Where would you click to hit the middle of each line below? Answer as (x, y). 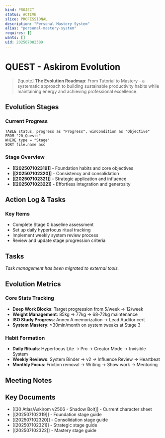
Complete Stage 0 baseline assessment (53, 224)
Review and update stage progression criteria (59, 240)
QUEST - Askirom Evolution (63, 67)
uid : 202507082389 (24, 42)
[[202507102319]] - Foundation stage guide (57, 415)
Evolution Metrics (33, 284)
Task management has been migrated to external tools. (62, 268)
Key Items (17, 214)
